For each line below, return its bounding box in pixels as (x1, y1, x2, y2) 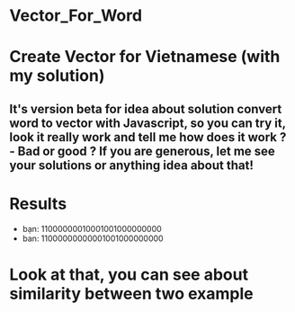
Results (9, 193, 67, 214)
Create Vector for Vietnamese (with (9, 47, 281, 67)
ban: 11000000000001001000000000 (22, 233, 164, 244)
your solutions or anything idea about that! (9, 157, 254, 173)
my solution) (9, 66, 105, 86)
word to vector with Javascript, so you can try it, (9, 115, 286, 130)
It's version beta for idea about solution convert (9, 101, 282, 117)
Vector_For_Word (9, 5, 142, 26)
